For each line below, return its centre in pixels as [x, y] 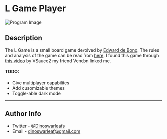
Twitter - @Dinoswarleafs [39, 126]
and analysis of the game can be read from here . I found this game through [82, 55]
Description [24, 38]
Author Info [23, 114]
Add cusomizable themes [38, 88]
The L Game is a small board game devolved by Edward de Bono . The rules [82, 50]
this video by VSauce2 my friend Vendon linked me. [58, 61]
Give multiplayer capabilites [41, 83]
